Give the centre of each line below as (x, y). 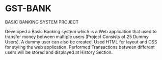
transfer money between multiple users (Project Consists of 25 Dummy (77, 37)
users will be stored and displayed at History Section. (59, 52)
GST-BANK (28, 9)
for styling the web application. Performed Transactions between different (80, 47)
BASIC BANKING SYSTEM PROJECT (42, 22)
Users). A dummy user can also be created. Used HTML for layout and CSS (81, 41)
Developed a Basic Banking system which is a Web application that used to (81, 31)
